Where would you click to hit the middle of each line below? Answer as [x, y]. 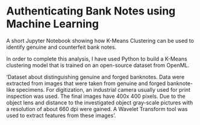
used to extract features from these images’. [61, 115]
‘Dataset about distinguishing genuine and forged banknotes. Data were [95, 77]
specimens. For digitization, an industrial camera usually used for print [103, 89]
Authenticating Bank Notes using [91, 11]
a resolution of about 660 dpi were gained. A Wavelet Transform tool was [97, 109]
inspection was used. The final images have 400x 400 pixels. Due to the [96, 96]
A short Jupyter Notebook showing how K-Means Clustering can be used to [100, 40]
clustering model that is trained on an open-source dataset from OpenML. [98, 65]
